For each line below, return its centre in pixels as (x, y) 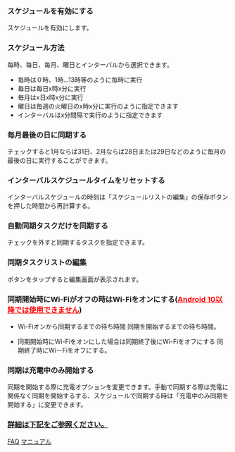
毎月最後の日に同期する (47, 135)
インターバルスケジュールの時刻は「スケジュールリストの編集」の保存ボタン (118, 197)
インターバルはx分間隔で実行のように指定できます (90, 115)
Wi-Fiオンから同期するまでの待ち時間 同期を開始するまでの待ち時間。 (119, 326)
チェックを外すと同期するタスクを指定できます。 (78, 243)
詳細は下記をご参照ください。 (58, 424)
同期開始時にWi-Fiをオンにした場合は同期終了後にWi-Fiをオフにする (116, 342)
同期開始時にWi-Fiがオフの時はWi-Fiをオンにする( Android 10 (112, 299)
